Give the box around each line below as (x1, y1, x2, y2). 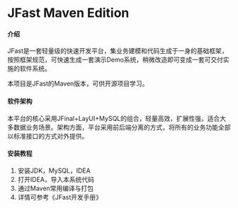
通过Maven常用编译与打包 (17, 184, 94, 192)
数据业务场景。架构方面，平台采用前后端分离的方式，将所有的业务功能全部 (13, 122, 231, 132)
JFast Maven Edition (7, 5, 130, 21)
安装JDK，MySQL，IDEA (17, 166, 91, 175)
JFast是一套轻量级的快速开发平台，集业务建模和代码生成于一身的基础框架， (7, 47, 228, 55)
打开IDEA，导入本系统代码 (17, 175, 94, 183)
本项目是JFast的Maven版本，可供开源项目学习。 (7, 79, 149, 88)
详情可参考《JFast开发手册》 (17, 192, 103, 201)
